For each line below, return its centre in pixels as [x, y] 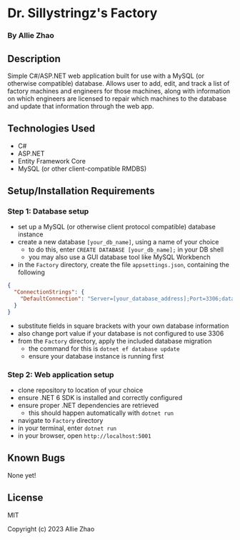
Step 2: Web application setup [61, 374]
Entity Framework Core [51, 161]
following [31, 272]
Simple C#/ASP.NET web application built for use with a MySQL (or [106, 76]
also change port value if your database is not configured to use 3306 [121, 333]
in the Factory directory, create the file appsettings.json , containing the [124, 265]
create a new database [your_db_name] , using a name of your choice [118, 242]
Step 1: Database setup [48, 211]
